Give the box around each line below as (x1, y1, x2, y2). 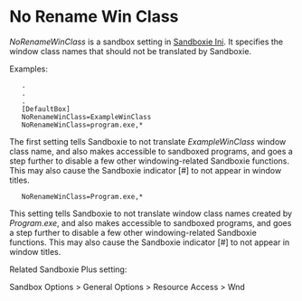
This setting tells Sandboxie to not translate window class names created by (9, 208, 292, 219)
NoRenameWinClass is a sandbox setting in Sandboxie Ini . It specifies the (9, 36, 283, 47)
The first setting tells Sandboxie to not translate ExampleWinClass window (9, 136, 287, 146)
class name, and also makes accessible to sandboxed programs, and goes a (9, 146, 294, 156)
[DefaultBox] (21, 104, 71, 114)
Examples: (9, 63, 48, 74)
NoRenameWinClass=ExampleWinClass (21, 112, 152, 121)
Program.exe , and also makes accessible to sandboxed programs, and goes (9, 217, 292, 228)
